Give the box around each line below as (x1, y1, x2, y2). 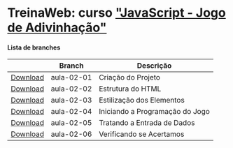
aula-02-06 (50, 129, 92, 139)
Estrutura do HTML (99, 84, 162, 94)
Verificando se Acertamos (99, 129, 185, 139)
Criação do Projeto (99, 73, 161, 82)
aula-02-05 (50, 118, 92, 128)
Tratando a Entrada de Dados (99, 118, 195, 128)
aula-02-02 (50, 84, 92, 94)
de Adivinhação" (7, 20, 107, 36)
